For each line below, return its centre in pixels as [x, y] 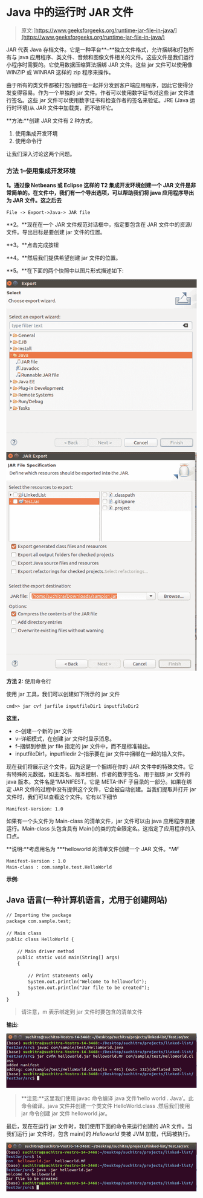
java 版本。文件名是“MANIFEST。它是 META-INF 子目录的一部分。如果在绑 [99, 782]
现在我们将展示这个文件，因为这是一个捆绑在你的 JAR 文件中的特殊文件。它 [100, 766]
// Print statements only [61, 976]
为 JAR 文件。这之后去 [34, 201]
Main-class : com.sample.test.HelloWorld [59, 867]
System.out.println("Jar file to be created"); [89, 988]
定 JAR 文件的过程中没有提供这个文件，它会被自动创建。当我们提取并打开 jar [101, 789]
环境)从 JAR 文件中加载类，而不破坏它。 [66, 108]
